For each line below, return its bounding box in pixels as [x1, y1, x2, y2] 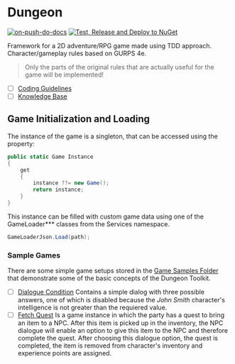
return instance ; [33, 186, 84, 194]
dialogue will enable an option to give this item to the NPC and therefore [17, 326, 229, 335]
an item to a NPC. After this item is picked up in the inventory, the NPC [17, 319, 224, 327]
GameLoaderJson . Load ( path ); [7, 233, 91, 241]
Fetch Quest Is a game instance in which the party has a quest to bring [17, 311, 225, 319]
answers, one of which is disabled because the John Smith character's [17, 296, 226, 304]
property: [7, 139, 35, 148]
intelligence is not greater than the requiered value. [17, 303, 168, 312]
